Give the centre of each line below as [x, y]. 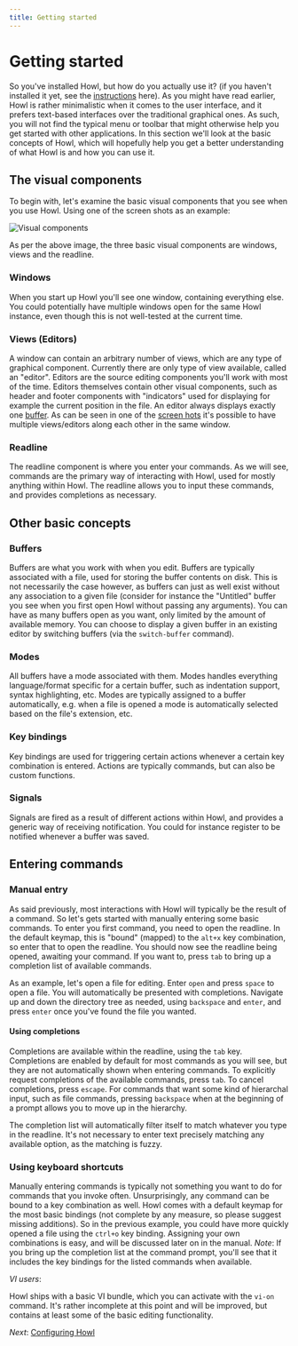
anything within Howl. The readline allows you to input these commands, [142, 486]
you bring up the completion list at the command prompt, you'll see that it [143, 1253]
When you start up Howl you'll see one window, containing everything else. [146, 297]
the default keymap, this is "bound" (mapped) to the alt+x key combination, [148, 937]
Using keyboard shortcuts [67, 1167]
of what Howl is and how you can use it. [82, 152]
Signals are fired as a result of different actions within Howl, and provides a [146, 817]
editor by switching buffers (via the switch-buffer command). [122, 633]
